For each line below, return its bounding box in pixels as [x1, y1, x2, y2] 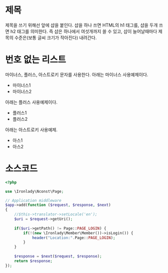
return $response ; [14, 258, 53, 263]
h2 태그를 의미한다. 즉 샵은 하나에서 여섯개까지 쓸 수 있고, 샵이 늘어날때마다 [10, 28, 157, 34]
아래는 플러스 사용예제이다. [5, 99, 58, 105]
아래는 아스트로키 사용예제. [5, 126, 58, 133]
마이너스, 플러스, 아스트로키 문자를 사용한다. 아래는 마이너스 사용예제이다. [5, 71, 148, 78]
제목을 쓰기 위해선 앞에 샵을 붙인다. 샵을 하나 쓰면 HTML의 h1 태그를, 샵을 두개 [5, 22, 158, 28]
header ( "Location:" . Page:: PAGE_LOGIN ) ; [32, 235, 115, 240]
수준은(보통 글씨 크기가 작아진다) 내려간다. [14, 35, 97, 41]
